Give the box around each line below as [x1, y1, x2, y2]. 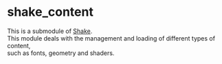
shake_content [7, 4, 94, 20]
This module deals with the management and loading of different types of [7, 34, 215, 42]
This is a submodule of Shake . [7, 27, 93, 35]
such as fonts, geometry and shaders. [7, 49, 115, 57]
